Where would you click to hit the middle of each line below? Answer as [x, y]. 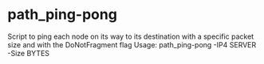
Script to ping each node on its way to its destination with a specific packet [131, 36]
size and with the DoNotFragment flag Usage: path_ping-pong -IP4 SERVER [132, 44]
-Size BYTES [28, 53]
